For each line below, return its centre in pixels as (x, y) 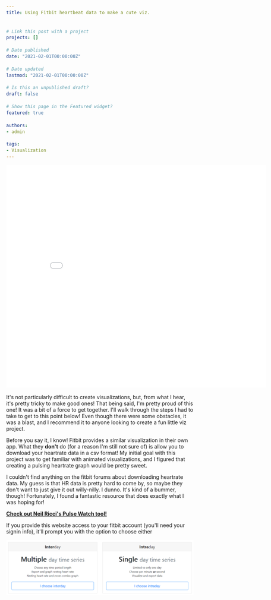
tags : (13, 144)
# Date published (28, 50)
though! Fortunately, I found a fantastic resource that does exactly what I (95, 495)
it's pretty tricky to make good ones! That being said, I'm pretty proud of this (100, 403)
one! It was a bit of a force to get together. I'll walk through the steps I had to (100, 409)
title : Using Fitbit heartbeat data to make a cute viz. (78, 12)
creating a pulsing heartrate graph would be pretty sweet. (77, 465)
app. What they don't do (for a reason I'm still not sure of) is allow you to (95, 446)
